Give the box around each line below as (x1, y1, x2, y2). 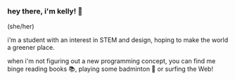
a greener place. (7, 44, 55, 52)
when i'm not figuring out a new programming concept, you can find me (7, 57, 216, 65)
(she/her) (7, 22, 34, 31)
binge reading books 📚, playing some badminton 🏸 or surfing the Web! (7, 65, 213, 73)
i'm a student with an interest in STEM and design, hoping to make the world (7, 36, 229, 44)
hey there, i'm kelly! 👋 (7, 6, 83, 16)
